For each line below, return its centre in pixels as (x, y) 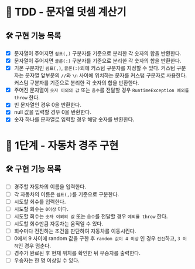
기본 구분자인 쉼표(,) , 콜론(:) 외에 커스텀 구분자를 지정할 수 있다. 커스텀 (95, 68)
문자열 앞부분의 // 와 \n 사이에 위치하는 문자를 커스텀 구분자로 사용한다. (106, 75)
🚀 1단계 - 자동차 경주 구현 (62, 145)
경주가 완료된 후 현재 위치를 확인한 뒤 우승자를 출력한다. (77, 253)
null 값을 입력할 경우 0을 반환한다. (53, 112)
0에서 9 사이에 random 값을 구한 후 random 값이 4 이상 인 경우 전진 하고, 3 (97, 238)
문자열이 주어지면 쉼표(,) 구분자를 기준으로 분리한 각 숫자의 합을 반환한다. (98, 53)
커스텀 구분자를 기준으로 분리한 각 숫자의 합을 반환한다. (76, 83)
